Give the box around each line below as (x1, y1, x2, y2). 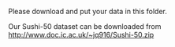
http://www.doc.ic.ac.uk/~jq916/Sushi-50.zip (8, 31, 155, 39)
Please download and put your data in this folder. (8, 7, 167, 16)
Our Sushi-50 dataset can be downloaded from (8, 22, 162, 31)
